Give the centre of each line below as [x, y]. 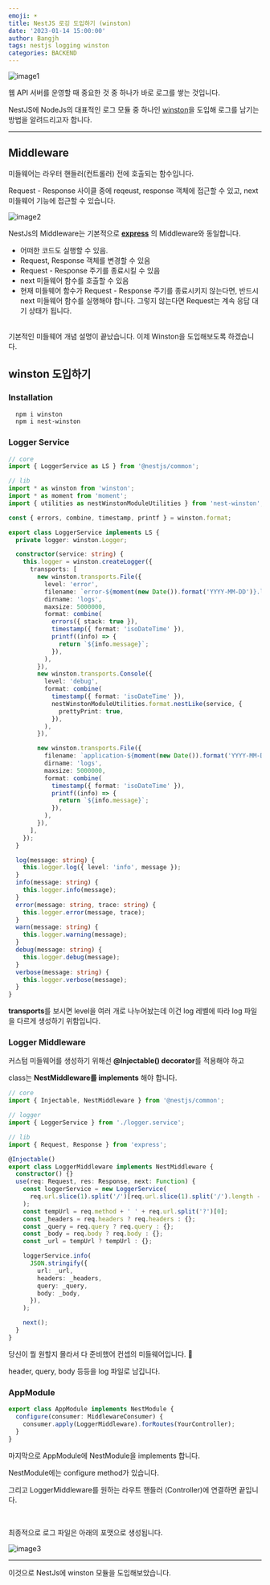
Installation [31, 397]
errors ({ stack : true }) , [94, 622]
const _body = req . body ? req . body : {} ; [93, 1234]
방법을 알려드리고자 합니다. [50, 120]
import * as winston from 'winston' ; [72, 489]
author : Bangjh [34, 38]
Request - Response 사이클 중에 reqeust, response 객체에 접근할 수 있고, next [133, 191]
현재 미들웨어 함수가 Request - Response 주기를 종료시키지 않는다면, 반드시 [139, 290]
